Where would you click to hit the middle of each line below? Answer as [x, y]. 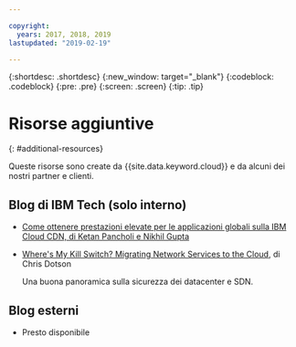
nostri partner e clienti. [51, 176]
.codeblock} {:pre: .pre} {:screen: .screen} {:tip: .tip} [106, 87]
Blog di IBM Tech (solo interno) [98, 205]
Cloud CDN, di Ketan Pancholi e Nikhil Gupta [106, 237]
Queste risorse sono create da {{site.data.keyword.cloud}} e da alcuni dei [147, 166]
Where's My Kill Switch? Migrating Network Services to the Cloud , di [151, 254]
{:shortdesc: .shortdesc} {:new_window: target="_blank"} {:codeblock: [142, 77]
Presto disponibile [56, 332]
